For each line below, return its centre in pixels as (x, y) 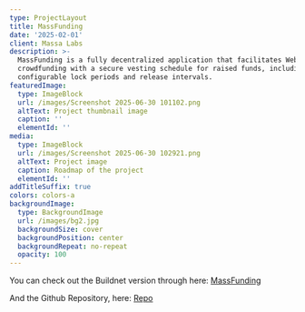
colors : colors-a (42, 196)
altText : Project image (62, 161)
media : (22, 136)
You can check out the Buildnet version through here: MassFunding (135, 281)
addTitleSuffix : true (50, 187)
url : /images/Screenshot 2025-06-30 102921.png (109, 153)
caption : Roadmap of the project (81, 170)
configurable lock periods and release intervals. (115, 77)
